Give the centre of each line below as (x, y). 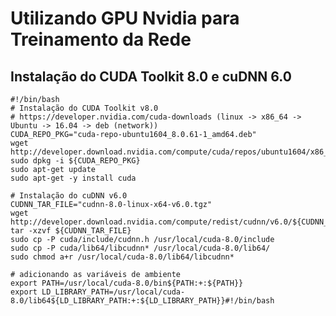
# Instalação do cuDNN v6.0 (69, 196)
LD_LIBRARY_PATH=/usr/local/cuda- (113, 292)
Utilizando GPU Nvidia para (125, 18)
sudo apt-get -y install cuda (73, 178)
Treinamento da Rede (101, 39)
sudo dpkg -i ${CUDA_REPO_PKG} (75, 161)
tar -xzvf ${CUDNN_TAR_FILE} (71, 231)
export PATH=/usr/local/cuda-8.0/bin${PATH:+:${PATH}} (127, 283)
